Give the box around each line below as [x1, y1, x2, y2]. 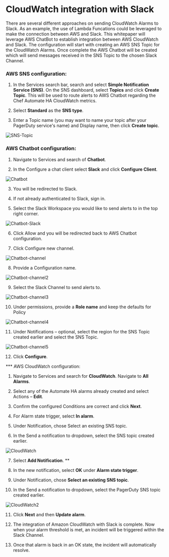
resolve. [13, 547, 30, 553]
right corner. [13, 211, 39, 217]
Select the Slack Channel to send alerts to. [13, 284, 101, 290]
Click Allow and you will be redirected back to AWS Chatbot [13, 230, 137, 236]
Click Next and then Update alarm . [13, 511, 86, 517]
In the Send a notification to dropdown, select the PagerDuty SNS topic [13, 486, 160, 493]
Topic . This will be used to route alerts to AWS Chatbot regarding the [13, 92, 156, 99]
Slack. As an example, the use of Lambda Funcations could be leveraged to [6, 25, 162, 31]
